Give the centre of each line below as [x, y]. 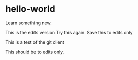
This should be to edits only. [35, 52]
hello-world [30, 9]
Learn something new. [28, 23]
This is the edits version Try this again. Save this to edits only [69, 32]
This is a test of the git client [35, 42]
